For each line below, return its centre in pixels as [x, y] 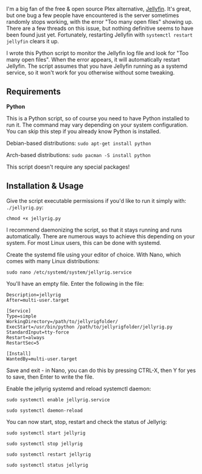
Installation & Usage [45, 186]
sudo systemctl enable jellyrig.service [58, 399]
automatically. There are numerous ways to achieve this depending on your [101, 236]
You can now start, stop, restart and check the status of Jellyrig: [87, 421]
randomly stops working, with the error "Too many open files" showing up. [100, 22]
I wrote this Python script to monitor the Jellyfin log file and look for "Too [97, 53]
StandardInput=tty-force [38, 332]
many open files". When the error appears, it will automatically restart [93, 60]
